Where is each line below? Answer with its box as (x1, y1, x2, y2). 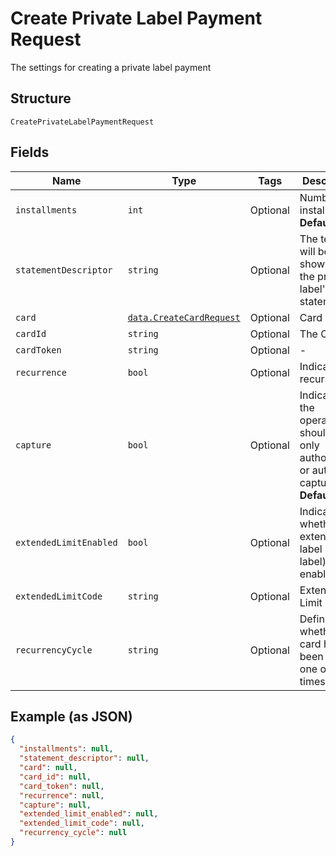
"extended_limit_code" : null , (19, 818, 145, 829)
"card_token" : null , (19, 781, 105, 791)
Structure (10, 90, 72, 107)
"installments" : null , (19, 744, 114, 754)
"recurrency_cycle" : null (19, 828, 128, 838)
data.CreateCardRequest (127, 312, 241, 323)
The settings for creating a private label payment (10, 61, 212, 73)
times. (299, 674, 328, 688)
